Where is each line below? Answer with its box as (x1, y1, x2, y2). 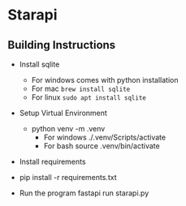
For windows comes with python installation (31, 75, 179, 84)
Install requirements (19, 157, 86, 166)
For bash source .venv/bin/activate (43, 141, 160, 151)
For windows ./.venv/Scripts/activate (43, 132, 167, 142)
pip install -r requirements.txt (19, 173, 117, 182)
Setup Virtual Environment (19, 108, 107, 118)
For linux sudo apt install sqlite (31, 92, 147, 102)
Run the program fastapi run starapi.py (19, 188, 149, 198)
